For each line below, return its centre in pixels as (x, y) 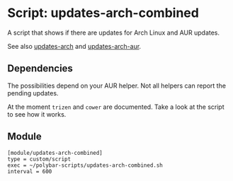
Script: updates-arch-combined (103, 13)
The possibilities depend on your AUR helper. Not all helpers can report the (117, 86)
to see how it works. (37, 114)
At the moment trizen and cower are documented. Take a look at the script (116, 107)
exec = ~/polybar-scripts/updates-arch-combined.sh (85, 165)
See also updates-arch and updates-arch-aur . (74, 46)
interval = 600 (30, 171)
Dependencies (40, 69)
